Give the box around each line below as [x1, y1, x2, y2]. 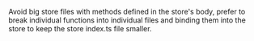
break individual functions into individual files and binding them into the [8, 15, 247, 25]
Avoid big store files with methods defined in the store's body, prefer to [8, 7, 246, 16]
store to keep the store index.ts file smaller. [8, 24, 152, 33]
